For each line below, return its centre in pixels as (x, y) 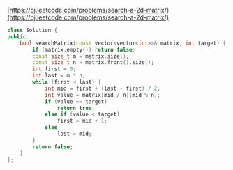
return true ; (76, 108)
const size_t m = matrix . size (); (81, 56)
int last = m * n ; (59, 76)
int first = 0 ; (54, 69)
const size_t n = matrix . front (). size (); (93, 63)
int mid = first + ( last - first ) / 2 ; (102, 88)
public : (18, 37)
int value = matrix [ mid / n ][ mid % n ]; (102, 95)
